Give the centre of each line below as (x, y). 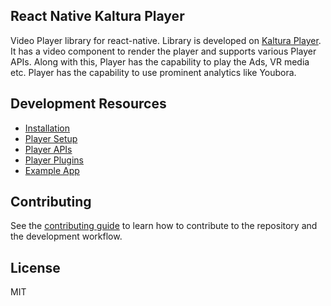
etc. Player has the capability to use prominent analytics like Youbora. (153, 72)
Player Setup (51, 138)
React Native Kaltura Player (97, 16)
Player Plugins (54, 160)
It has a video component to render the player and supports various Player (163, 51)
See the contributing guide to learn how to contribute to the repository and (164, 226)
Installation (47, 128)
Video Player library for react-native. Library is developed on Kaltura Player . (166, 40)
